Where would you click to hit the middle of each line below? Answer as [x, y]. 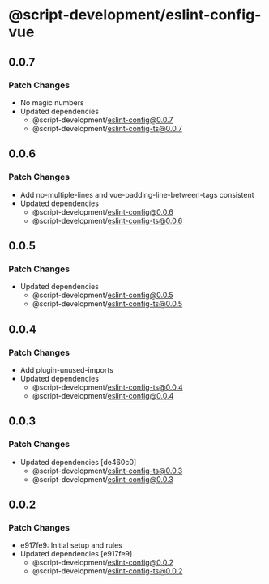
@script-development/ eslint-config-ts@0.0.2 [107, 571]
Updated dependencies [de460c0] [78, 462]
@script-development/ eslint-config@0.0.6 [103, 211]
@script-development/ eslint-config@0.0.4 [103, 395]
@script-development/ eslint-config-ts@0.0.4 [108, 387]
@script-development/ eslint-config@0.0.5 [102, 295]
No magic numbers [52, 102]
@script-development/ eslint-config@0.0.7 [102, 120]
